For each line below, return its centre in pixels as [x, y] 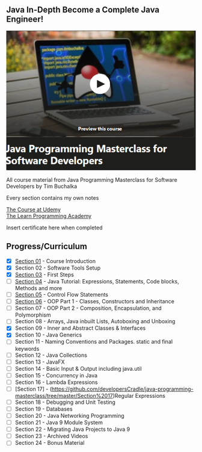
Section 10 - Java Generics [48, 335]
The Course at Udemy [34, 209]
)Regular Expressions [139, 395]
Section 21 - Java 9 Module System [59, 423]
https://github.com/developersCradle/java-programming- [122, 389]
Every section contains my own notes [53, 198]
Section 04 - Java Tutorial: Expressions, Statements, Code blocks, [97, 282]
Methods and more [38, 288]
